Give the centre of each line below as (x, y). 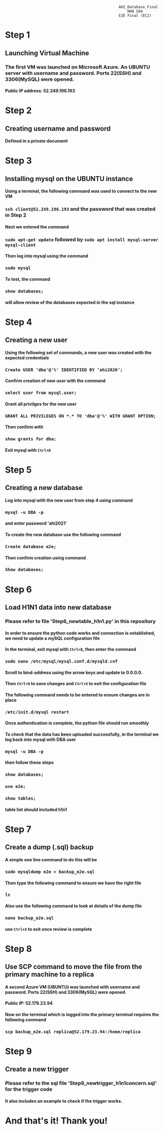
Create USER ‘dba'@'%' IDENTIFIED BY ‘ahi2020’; (64, 370)
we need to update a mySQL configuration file (52, 638)
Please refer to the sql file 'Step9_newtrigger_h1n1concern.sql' (81, 1083)
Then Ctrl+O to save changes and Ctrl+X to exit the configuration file (76, 684)
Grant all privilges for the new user (41, 404)
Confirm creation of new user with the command (55, 381)
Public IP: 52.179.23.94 (29, 1003)
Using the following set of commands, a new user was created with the (78, 352)
